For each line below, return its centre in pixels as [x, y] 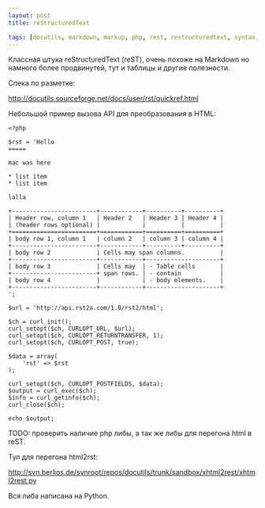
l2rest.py [22, 481]
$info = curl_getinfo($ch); [54, 398]
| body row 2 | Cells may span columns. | [116, 253]
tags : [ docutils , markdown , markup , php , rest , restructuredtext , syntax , [134, 37]
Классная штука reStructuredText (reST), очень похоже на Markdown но [129, 59]
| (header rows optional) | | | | [116, 225]
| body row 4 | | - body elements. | [116, 280]
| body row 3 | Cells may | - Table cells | [116, 267]
